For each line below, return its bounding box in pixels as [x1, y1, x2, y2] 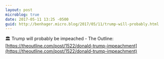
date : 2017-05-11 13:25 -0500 [5, 17, 69, 22]
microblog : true [5, 12, 39, 17]
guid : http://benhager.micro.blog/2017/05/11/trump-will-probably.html [5, 21, 159, 27]
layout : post [5, 7, 33, 13]
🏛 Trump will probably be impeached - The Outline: [5, 36, 114, 42]
